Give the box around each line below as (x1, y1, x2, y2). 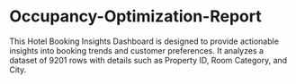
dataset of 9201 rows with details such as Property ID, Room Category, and (9, 55, 288, 65)
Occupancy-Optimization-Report (9, 6, 263, 27)
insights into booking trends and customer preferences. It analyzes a (9, 45, 264, 55)
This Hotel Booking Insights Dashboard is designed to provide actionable (9, 36, 279, 46)
